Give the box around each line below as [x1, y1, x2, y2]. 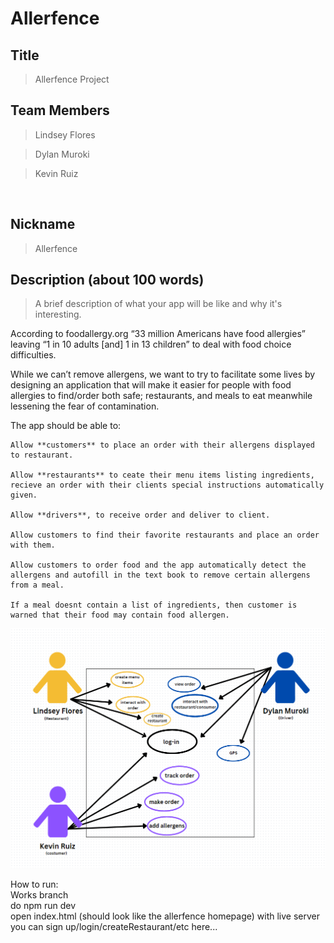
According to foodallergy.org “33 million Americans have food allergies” [10, 328, 306, 340]
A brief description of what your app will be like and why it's [34, 298, 283, 310]
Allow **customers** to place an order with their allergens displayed [10, 440, 315, 451]
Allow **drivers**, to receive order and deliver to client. [10, 510, 271, 521]
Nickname [10, 216, 76, 233]
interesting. [34, 308, 82, 321]
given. [10, 490, 38, 501]
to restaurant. [10, 450, 74, 461]
